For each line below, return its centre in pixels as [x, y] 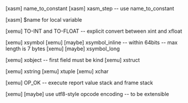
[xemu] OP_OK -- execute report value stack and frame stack [79, 83]
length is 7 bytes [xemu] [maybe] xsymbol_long [63, 49]
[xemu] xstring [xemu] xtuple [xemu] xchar [57, 71]
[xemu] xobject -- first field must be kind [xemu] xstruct [73, 60]
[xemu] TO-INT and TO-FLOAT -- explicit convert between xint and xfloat [94, 31]
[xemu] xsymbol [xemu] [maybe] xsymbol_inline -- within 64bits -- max [92, 42]
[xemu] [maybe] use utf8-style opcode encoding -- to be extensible [87, 94]
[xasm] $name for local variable [44, 20]
